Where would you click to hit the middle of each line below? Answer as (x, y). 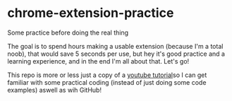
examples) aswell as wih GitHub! (55, 90)
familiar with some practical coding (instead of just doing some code (107, 82)
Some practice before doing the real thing (68, 32)
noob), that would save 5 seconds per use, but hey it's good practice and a (116, 54)
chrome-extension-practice (91, 13)
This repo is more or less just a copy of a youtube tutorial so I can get (107, 75)
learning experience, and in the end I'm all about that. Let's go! (98, 61)
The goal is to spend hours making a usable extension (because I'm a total (115, 46)
